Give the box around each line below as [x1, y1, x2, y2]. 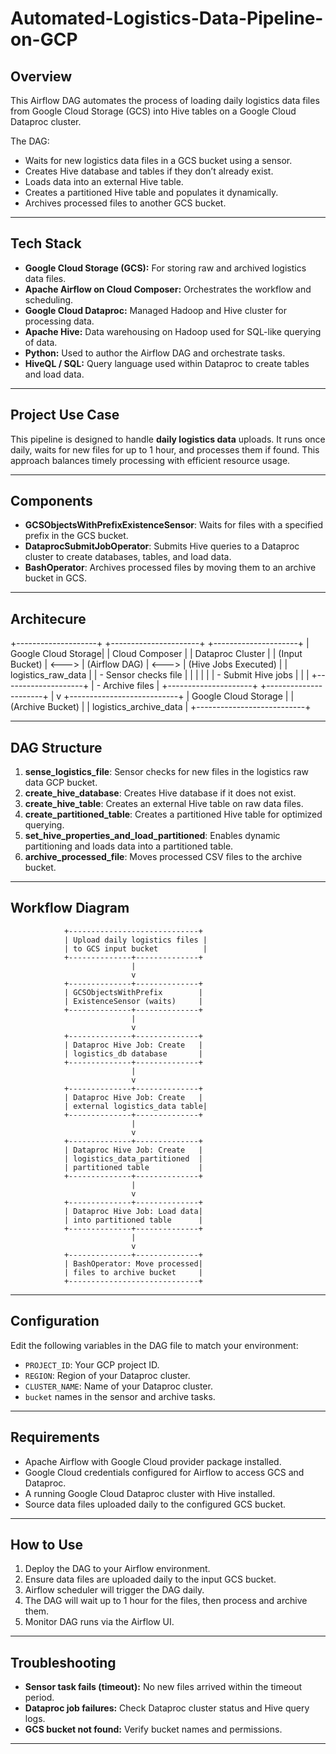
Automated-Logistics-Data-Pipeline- [10, 7, 324, 30]
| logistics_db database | [63, 1048, 203, 1059]
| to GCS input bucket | [63, 943, 208, 954]
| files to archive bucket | [63, 1267, 203, 1277]
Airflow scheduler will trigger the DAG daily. [24, 1584, 205, 1596]
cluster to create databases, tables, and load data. [24, 551, 232, 563]
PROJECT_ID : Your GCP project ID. [24, 1358, 160, 1371]
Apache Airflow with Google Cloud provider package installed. [24, 1455, 282, 1467]
